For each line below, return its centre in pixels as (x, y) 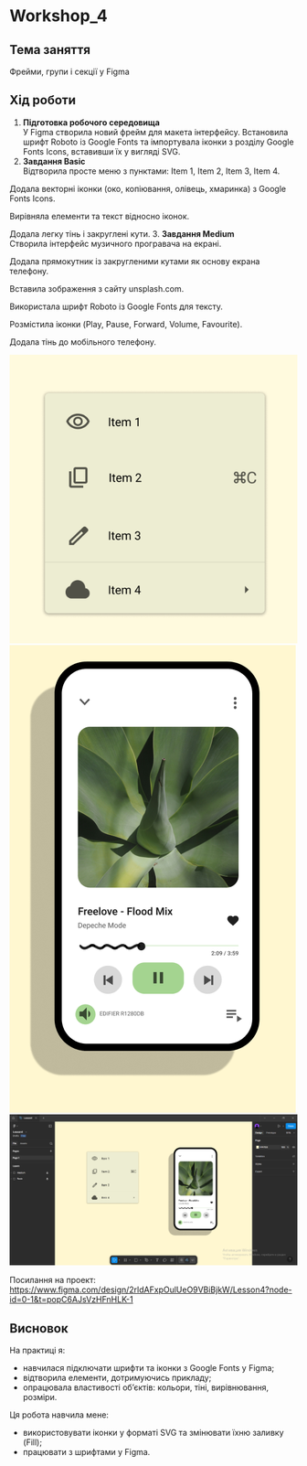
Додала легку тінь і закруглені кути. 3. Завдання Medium (122, 233)
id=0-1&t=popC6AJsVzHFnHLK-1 (72, 1300)
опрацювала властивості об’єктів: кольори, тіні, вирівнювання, (146, 1387)
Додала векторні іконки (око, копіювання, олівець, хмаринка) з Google (148, 188)
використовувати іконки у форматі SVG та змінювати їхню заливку (153, 1433)
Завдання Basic (54, 161)
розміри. (40, 1397)
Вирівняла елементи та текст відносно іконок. (100, 216)
